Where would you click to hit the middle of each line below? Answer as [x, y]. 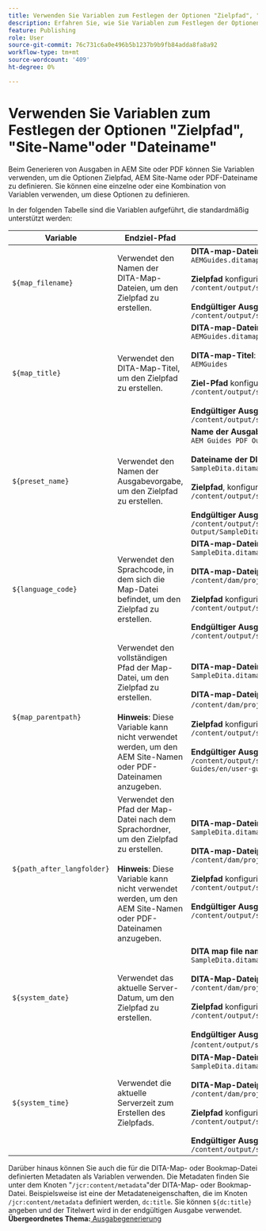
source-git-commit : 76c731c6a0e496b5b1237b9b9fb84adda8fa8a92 [113, 45]
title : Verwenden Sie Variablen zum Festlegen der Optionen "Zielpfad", [131, 15]
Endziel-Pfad [150, 237]
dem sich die [141, 579]
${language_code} [45, 589]
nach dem [157, 819]
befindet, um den [149, 599]
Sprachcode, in [146, 569]
